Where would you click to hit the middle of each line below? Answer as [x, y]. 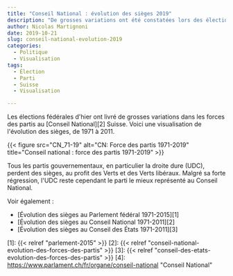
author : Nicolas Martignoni [48, 26]
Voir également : [31, 201]
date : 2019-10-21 [32, 33]
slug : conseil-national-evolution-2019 [65, 40]
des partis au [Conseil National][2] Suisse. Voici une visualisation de [105, 124]
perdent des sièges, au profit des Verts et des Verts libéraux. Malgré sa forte [116, 173]
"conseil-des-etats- [183, 250]
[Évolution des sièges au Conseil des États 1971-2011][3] [97, 230]
